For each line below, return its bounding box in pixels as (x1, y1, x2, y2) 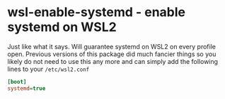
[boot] (7, 78, 27, 85)
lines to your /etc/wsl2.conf (7, 65, 90, 73)
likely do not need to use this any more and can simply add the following (7, 57, 218, 65)
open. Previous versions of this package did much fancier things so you (7, 50, 217, 58)
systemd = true (7, 85, 46, 92)
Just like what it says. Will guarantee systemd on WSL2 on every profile (7, 42, 216, 51)
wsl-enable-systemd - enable (7, 4, 186, 20)
